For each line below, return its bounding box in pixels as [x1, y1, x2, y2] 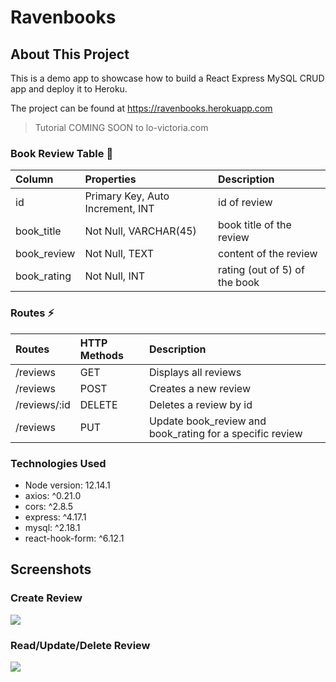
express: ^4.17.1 [24, 511, 87, 523]
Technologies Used [10, 456, 107, 470]
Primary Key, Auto [84, 189, 170, 203]
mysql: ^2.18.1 [24, 521, 81, 533]
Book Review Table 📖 [10, 146, 114, 160]
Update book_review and [148, 414, 267, 428]
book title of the [218, 218, 292, 232]
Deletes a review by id [148, 397, 253, 411]
